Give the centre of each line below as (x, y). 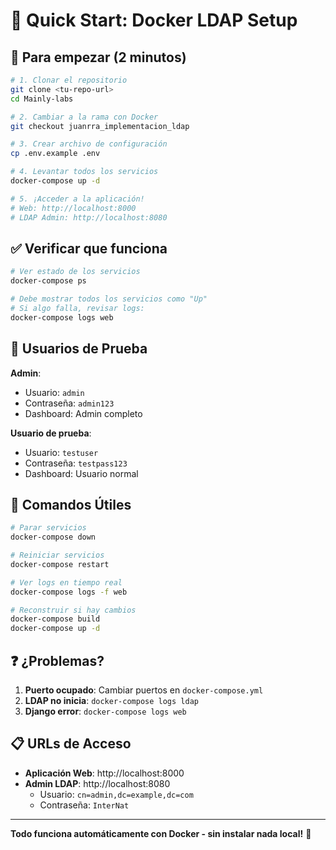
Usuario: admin (54, 392)
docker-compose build (55, 619)
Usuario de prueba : (51, 433)
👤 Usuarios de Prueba (79, 349)
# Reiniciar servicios (57, 555)
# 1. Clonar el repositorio (69, 80)
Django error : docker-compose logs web (105, 711)
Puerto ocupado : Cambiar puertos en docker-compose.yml (144, 690)
